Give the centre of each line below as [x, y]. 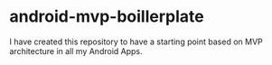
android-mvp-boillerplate [107, 17]
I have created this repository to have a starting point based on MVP [136, 42]
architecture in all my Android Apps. [76, 51]
